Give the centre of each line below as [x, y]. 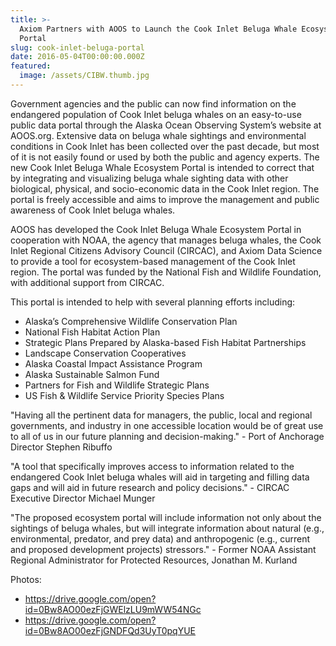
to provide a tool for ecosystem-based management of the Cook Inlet [153, 261]
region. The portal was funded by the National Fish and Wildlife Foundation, [166, 272]
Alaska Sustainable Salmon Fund [92, 374]
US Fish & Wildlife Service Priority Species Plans [124, 395]
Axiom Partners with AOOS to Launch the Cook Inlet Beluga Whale [158, 29]
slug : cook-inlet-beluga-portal [77, 47]
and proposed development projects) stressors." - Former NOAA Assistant [163, 549]
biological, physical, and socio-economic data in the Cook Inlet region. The [165, 188]
